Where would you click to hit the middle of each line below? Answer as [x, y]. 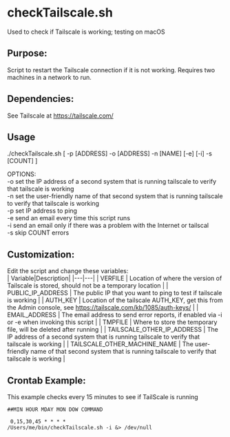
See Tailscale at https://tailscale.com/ [60, 116]
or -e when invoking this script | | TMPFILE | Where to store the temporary [112, 322]
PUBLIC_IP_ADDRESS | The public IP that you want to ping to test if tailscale [115, 293]
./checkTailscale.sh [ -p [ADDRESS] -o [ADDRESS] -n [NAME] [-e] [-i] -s [109, 153]
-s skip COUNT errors [38, 233]
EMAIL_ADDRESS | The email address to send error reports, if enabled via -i [115, 315]
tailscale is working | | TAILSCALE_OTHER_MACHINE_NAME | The [101, 344]
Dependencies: [41, 99]
